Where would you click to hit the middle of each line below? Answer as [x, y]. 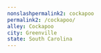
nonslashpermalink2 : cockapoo [51, 13]
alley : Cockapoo [30, 26]
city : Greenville [32, 33]
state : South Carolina [40, 39]
